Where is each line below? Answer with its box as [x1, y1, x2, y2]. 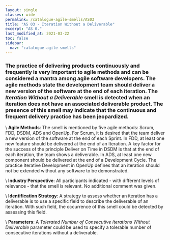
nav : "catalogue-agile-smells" [10, 45, 76, 50]
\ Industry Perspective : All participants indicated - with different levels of [5, 177, 159, 184]
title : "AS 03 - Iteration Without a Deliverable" [5, 21, 115, 27]
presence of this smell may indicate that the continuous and [5, 106, 157, 113]
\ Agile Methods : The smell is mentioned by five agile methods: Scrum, [5, 124, 155, 130]
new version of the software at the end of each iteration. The [5, 87, 158, 95]
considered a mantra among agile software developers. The [5, 75, 156, 82]
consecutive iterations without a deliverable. [5, 229, 98, 235]
